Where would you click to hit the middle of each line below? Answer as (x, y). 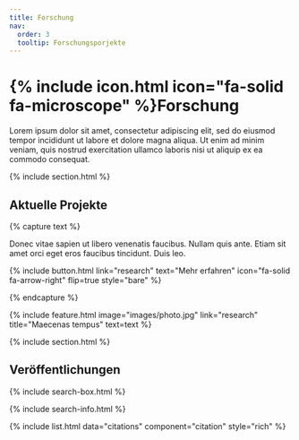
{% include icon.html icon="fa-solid (146, 87)
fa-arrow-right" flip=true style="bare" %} (85, 280)
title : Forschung (42, 17)
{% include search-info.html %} (68, 409)
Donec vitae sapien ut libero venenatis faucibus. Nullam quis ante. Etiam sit (148, 244)
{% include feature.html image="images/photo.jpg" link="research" (134, 315)
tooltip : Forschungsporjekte (72, 43)
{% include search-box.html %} (68, 392)
